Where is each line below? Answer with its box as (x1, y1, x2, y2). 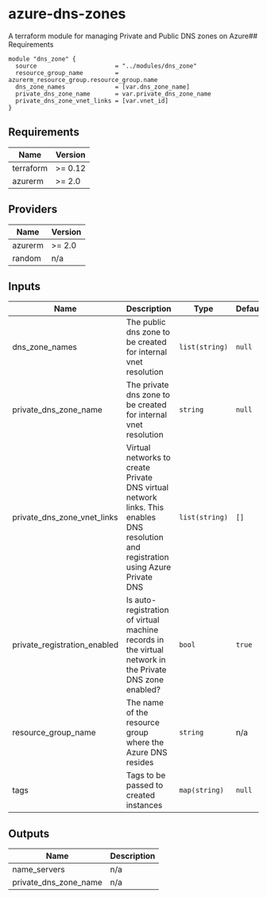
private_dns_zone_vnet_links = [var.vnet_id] (15, 96, 169, 104)
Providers (8, 202, 58, 216)
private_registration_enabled (12, 639, 119, 650)
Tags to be (126, 770, 166, 781)
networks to (126, 452, 171, 463)
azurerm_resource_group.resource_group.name (8, 76, 158, 84)
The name (126, 697, 164, 708)
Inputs (8, 280, 41, 293)
